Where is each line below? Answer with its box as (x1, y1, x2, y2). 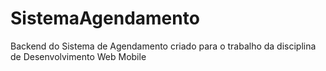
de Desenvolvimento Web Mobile (10, 50, 147, 62)
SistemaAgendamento (10, 7, 200, 30)
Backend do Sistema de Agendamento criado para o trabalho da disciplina (10, 40, 317, 52)
